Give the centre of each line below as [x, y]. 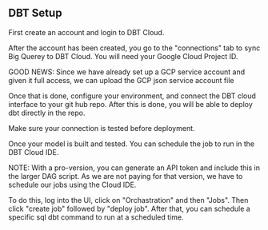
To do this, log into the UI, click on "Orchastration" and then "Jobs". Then [128, 200]
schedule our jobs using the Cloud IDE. [72, 184]
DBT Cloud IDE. [34, 152]
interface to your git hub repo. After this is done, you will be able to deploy [131, 104]
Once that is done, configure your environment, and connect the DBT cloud [132, 96]
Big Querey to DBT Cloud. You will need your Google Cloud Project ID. [123, 56]
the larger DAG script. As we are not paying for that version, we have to [126, 176]
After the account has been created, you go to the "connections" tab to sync [134, 48]
